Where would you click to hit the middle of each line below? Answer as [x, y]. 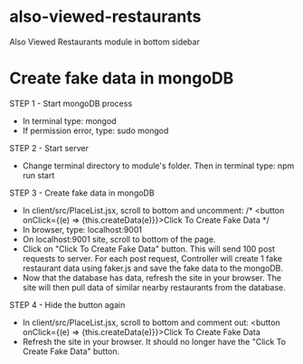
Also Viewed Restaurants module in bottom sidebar [105, 42]
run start [38, 175]
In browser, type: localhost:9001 [82, 229]
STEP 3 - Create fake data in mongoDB [82, 193]
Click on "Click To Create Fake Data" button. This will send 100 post [149, 249]
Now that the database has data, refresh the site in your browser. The [152, 277]
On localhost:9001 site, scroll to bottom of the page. [119, 239]
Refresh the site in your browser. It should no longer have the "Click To [154, 341]
